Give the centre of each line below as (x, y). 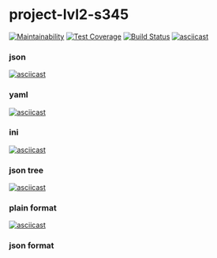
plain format (33, 208)
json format (32, 245)
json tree (26, 170)
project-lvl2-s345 (69, 15)
